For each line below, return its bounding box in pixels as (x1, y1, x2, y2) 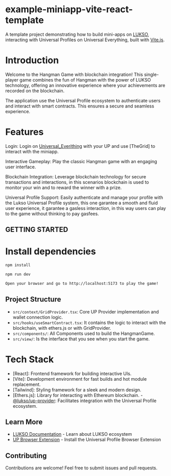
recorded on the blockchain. (5, 88, 65, 94)
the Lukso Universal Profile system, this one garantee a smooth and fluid (5, 200, 158, 206)
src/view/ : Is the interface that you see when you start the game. (12, 335, 150, 342)
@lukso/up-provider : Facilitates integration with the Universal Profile (12, 398, 157, 404)
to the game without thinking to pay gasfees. (5, 210, 100, 217)
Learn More (5, 417, 43, 426)
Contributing (5, 451, 47, 460)
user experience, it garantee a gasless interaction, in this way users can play (5, 205, 166, 211)
